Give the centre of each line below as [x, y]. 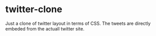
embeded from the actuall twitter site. [45, 28]
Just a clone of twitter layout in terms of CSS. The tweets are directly [78, 23]
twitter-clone [34, 9]
